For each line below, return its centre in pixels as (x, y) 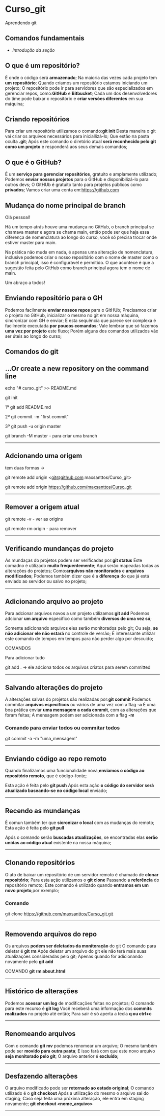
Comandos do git (32, 352)
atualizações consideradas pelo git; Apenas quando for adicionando (74, 956)
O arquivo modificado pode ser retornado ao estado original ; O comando (80, 1088)
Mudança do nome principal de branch (66, 205)
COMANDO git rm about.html (35, 971)
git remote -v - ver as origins (34, 519)
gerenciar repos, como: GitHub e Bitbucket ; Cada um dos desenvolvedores (81, 93)
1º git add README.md (28, 407)
